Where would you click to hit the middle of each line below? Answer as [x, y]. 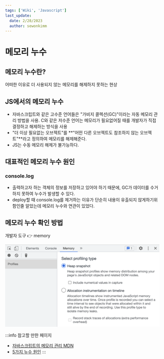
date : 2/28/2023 [26, 21]
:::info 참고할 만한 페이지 [28, 335]
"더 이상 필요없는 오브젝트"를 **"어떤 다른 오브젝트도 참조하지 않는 [75, 133]
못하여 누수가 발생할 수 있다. [48, 193]
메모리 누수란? [25, 72]
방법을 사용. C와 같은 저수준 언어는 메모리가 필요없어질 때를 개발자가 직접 [87, 121]
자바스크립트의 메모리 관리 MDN [43, 345]
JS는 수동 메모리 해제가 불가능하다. [46, 145]
